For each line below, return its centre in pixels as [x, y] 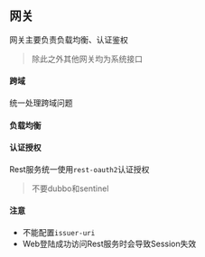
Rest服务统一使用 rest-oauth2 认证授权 [79, 169]
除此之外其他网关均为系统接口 [87, 59]
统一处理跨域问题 [41, 103]
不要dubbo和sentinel [70, 188]
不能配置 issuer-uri [59, 233]
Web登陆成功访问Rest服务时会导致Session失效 [109, 244]
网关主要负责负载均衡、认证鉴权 [69, 40]
